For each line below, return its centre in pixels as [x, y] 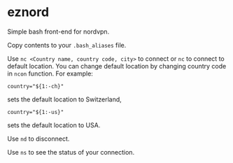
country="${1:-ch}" [36, 86]
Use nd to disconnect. [38, 139]
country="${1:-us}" [36, 112]
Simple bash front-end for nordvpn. [58, 31]
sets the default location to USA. [54, 125]
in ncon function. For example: [50, 73]
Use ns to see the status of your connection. [71, 152]
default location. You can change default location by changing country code [117, 66]
